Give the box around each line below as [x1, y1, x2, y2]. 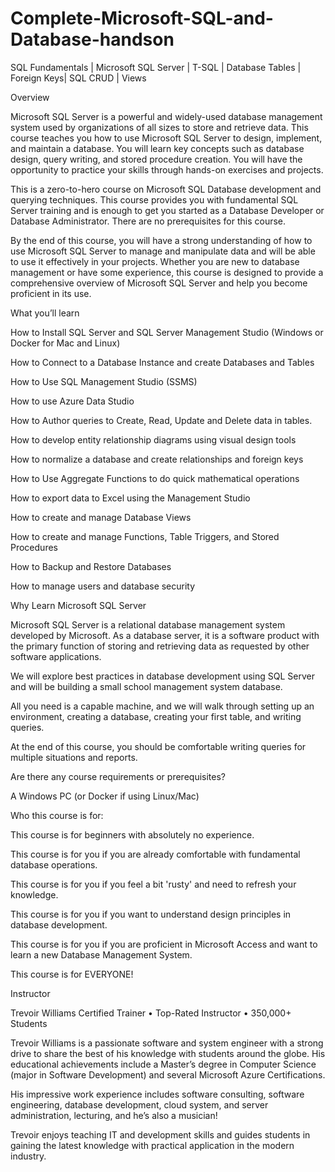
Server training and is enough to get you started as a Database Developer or [10, 204, 325, 216]
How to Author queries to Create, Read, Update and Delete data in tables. [10, 414, 313, 426]
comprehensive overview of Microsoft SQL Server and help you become [10, 277, 308, 289]
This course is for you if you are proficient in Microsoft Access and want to [10, 938, 318, 950]
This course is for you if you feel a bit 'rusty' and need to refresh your [10, 878, 297, 890]
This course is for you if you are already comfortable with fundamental [10, 848, 301, 860]
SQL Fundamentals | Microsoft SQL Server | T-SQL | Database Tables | [10, 61, 302, 73]
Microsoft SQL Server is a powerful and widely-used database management [10, 110, 323, 122]
